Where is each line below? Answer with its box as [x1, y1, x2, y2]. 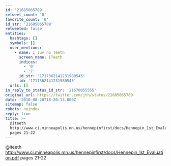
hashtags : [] [10, 36, 38, 41]
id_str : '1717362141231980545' [18, 74, 85, 79]
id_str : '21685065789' [5, 21, 53, 27]
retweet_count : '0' [5, 12, 47, 17]
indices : [18, 59, 38, 64]
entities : [5, 31, 26, 36]
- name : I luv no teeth [14, 50, 65, 55]
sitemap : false [5, 102, 38, 107]
